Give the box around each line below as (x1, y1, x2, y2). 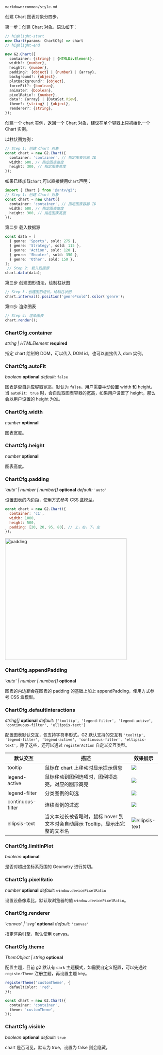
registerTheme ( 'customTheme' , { (5, 980, 70, 985)
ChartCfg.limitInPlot (5, 843, 53, 849)
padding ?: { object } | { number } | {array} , (9, 70, 97, 75)
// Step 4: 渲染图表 (5, 313, 44, 318)
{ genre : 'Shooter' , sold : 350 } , (9, 252, 79, 257)
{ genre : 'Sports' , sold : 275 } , (9, 239, 77, 244)
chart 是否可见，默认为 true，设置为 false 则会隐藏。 (5, 1044, 111, 1050)
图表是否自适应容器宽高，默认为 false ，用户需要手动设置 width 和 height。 (5, 384, 155, 390)
